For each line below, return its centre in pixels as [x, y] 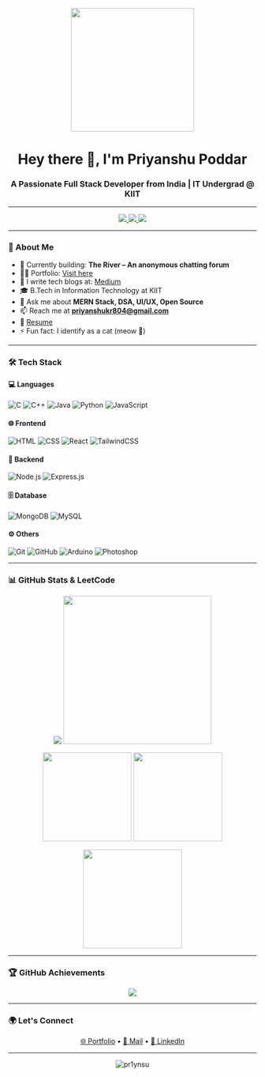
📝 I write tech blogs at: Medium [70, 281]
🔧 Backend [26, 459]
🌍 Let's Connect [41, 1021]
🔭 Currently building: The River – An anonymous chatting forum [125, 265]
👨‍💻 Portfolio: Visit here [56, 273]
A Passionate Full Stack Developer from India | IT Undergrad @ [132, 184]
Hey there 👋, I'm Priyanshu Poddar [132, 159]
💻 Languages [32, 384]
